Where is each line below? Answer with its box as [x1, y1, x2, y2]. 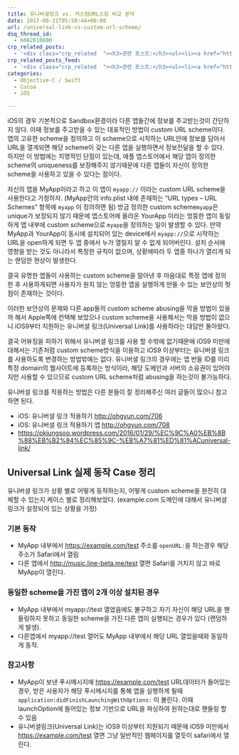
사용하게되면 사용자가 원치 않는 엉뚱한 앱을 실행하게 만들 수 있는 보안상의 [22, 280, 224, 289]
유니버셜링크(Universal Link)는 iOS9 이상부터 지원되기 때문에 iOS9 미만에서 [17, 722, 229, 730]
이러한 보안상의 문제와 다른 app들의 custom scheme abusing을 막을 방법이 [7, 304, 218, 313]
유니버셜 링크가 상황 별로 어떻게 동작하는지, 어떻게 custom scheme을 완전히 [7, 486, 219, 495]
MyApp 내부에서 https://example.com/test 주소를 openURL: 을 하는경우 [17, 542, 216, 550]
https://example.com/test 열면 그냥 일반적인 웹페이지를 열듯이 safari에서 [17, 731, 222, 739]
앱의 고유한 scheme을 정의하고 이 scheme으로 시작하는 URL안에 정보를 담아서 [7, 134, 225, 143]
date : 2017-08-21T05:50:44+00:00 [7, 17, 107, 24]
